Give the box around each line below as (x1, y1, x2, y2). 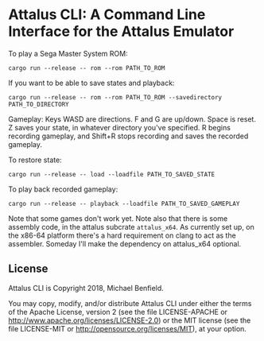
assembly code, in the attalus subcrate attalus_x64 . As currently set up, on (8, 222, 254, 231)
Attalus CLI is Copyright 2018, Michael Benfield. (8, 283, 165, 293)
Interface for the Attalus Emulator (8, 22, 235, 41)
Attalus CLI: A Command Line (8, 6, 206, 24)
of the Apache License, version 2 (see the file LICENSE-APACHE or (8, 307, 228, 316)
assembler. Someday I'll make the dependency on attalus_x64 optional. (8, 238, 242, 248)
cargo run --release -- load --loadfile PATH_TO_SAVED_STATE (8, 170, 215, 178)
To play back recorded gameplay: (8, 184, 118, 194)
